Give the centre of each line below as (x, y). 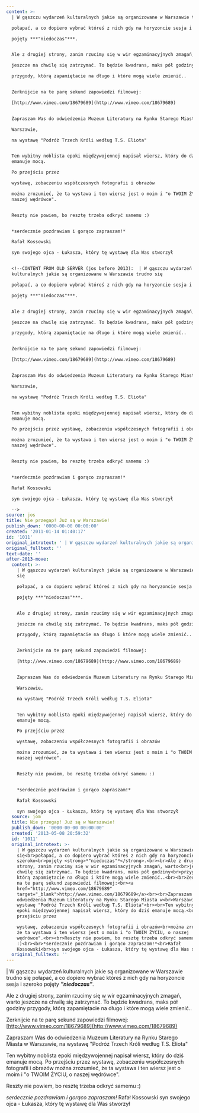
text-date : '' (24, 554)
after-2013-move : (28, 559)
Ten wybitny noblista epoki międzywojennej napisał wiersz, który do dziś (95, 1055)
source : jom (26, 817)
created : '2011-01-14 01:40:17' (46, 532)
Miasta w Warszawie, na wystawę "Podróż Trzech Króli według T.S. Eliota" (97, 1044)
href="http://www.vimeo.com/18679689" (65, 889)
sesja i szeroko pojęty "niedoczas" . (50, 984)
